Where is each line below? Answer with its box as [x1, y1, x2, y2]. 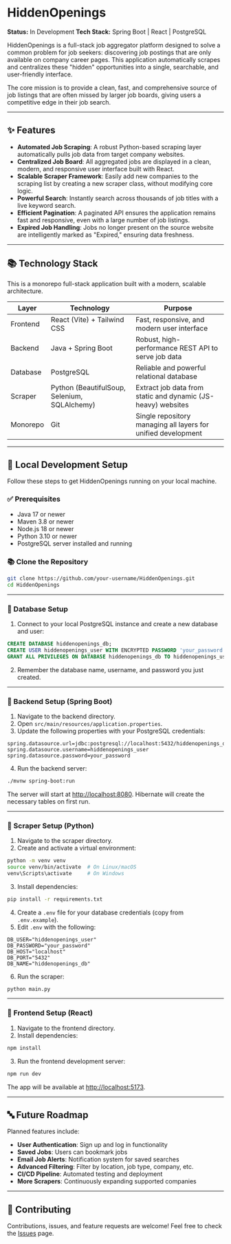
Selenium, [50, 391, 83, 400]
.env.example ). [16, 915, 58, 923]
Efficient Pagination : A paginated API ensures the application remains [16, 208, 217, 217]
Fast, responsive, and [135, 314, 205, 324]
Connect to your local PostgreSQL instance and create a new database [16, 620, 219, 628]
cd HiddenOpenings [7, 581, 60, 588]
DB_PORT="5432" [7, 954, 51, 961]
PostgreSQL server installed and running [16, 539, 133, 548]
